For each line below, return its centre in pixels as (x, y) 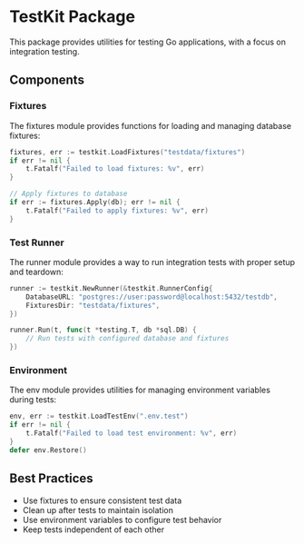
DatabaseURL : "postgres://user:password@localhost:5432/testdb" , (152, 297)
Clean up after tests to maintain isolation (98, 509)
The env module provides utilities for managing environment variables (140, 390)
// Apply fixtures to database (69, 194)
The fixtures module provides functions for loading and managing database (151, 125)
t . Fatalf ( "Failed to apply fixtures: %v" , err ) (117, 211)
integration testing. (44, 51)
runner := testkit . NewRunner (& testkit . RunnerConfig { (111, 288)
